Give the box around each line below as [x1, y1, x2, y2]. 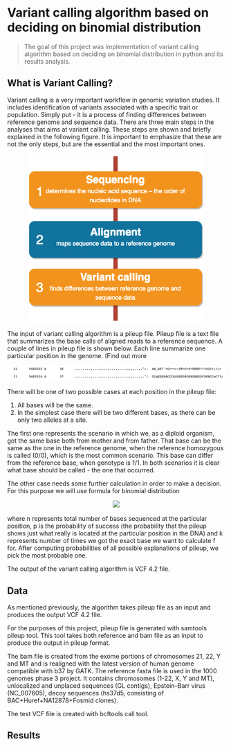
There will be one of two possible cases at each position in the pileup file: [7, 388, 216, 396]
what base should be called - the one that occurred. [7, 466, 156, 474]
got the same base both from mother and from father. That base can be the [7, 436, 221, 445]
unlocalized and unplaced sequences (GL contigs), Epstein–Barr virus [7, 682, 205, 690]
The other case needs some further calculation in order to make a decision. [7, 479, 222, 488]
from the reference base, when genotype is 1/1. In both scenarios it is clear [7, 459, 220, 467]
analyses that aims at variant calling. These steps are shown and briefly [7, 125, 211, 133]
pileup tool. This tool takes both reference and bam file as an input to [7, 632, 203, 639]
